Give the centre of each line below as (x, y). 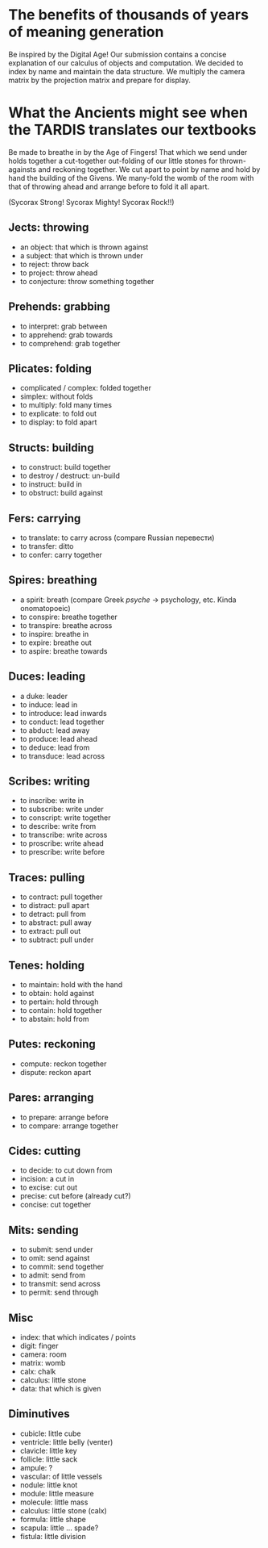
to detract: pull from (53, 914)
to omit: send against (55, 1258)
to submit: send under (56, 1249)
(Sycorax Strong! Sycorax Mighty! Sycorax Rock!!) (91, 202)
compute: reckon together (63, 1064)
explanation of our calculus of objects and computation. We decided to (126, 63)
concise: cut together (56, 1205)
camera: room (43, 1354)
